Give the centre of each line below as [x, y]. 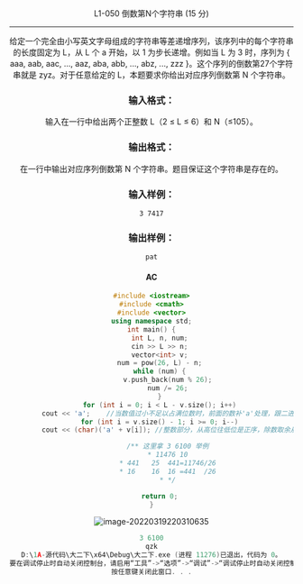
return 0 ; [160, 496]
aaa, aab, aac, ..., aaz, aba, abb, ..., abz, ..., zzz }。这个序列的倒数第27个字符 [151, 64]
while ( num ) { [160, 371]
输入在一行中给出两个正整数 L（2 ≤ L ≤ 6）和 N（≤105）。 [151, 122]
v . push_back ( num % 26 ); [168, 380]
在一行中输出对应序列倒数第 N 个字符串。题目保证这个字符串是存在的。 [151, 169]
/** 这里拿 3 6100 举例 [167, 447]
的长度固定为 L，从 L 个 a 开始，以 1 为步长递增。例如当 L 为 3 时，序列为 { [151, 52]
